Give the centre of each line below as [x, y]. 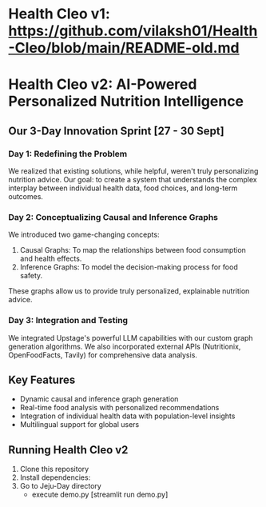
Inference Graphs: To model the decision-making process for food [129, 267]
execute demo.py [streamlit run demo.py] [100, 495]
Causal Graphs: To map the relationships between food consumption [133, 250]
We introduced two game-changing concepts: [84, 235]
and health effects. [51, 259]
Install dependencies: [55, 477]
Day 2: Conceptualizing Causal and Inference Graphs [113, 217]
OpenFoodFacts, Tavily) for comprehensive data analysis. [103, 355]
